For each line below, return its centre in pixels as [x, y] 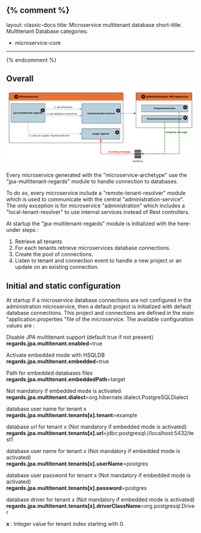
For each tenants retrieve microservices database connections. [93, 248]
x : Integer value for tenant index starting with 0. [65, 524]
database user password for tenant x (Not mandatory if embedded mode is [99, 476]
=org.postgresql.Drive [167, 506]
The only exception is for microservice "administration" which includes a [96, 206]
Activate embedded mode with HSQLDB [56, 355]
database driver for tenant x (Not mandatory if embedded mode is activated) [100, 500]
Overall [20, 79]
